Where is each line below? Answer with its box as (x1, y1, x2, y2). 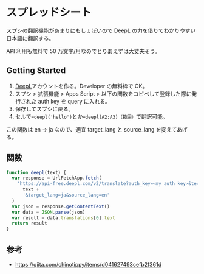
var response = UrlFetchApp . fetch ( (12, 175, 102, 181)
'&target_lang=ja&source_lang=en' (22, 192, 110, 198)
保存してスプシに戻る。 (15, 105, 74, 113)
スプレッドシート (6, 5, 92, 19)
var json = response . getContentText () (12, 203, 110, 209)
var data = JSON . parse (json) (12, 209, 86, 215)
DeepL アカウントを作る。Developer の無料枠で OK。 (15, 82, 148, 90)
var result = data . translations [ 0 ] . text (12, 214, 115, 221)
